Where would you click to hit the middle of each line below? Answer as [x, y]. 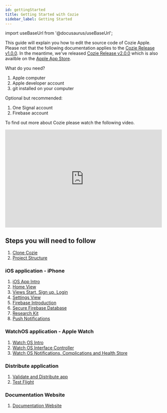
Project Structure [30, 258]
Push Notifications [31, 318]
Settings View [27, 298]
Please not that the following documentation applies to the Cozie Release [80, 48]
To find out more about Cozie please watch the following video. [70, 123]
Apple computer [29, 78]
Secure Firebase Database [40, 308]
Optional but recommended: [34, 98]
